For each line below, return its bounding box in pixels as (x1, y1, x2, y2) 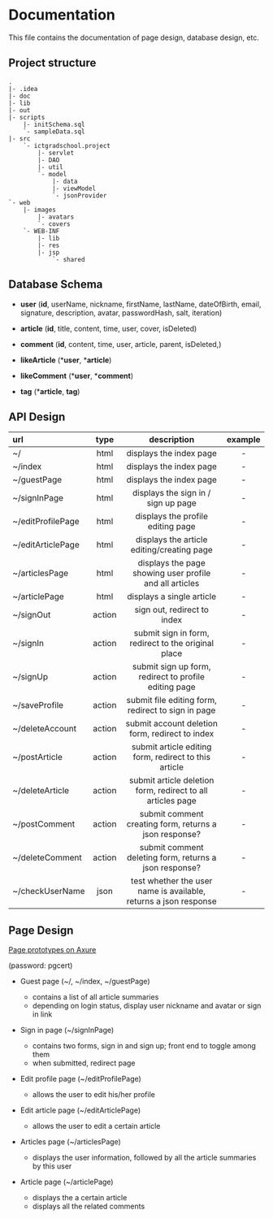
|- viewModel (51, 184, 96, 193)
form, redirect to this (132, 752, 211, 763)
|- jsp (37, 248, 60, 257)
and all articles (143, 578, 200, 589)
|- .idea (8, 85, 38, 93)
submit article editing (131, 741, 212, 753)
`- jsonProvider (51, 191, 107, 200)
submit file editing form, (126, 695, 218, 706)
